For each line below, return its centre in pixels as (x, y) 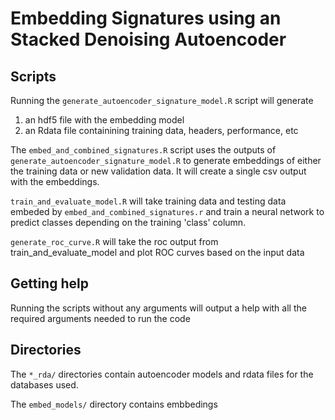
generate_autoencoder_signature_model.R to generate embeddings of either (166, 160)
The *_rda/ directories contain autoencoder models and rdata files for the (162, 374)
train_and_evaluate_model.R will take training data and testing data (148, 201)
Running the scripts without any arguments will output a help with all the (158, 308)
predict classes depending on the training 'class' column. (128, 222)
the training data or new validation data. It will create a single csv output (158, 171)
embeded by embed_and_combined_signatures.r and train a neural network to (167, 211)
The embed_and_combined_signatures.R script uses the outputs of (143, 150)
